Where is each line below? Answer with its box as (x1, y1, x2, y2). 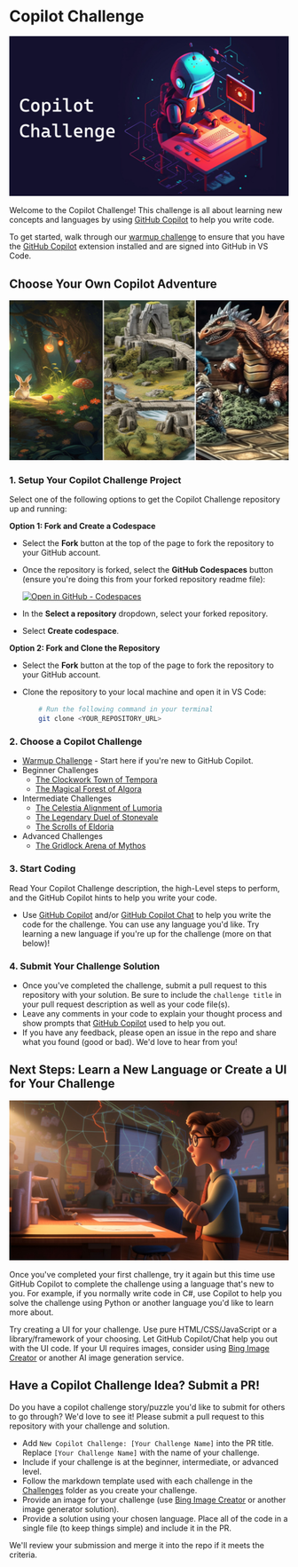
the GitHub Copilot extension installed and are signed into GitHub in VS (9, 241, 269, 252)
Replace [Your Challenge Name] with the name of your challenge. (21, 1447, 260, 1458)
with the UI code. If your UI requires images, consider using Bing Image (9, 1342, 271, 1353)
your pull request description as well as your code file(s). (21, 999, 231, 1009)
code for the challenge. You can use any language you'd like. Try (21, 919, 260, 930)
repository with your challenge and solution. (9, 1421, 170, 1431)
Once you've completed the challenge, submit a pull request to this (21, 980, 268, 991)
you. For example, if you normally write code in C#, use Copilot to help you (9, 1287, 282, 1298)
